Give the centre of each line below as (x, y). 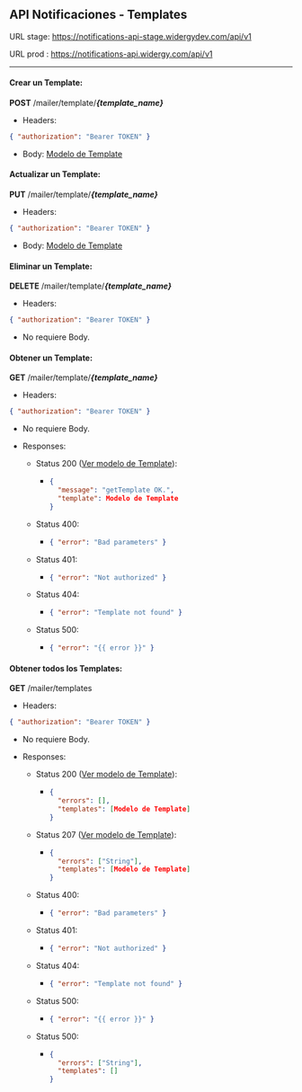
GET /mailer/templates (51, 688)
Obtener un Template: (51, 358)
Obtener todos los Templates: (66, 668)
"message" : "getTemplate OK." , (116, 490)
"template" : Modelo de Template (118, 498)
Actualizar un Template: (55, 174)
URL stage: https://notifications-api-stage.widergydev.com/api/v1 (130, 36)
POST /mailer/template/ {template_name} (86, 103)
